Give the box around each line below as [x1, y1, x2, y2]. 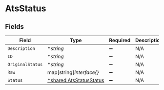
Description [7, 46, 36, 51]
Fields [5, 22, 24, 31]
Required [109, 37, 131, 44]
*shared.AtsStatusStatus [47, 77, 104, 84]
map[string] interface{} [47, 69, 99, 76]
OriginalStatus [7, 62, 43, 67]
